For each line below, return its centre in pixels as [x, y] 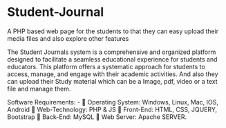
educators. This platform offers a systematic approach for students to [106, 66]
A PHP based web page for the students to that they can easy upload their [113, 31]
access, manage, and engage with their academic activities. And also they [113, 74]
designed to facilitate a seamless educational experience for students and [112, 59]
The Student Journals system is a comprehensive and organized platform [112, 52]
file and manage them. [39, 89]
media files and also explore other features [68, 38]
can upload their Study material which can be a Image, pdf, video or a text [112, 81]
